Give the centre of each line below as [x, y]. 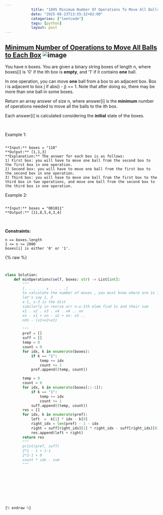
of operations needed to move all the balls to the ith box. [61, 106]
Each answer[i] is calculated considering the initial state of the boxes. [75, 115]
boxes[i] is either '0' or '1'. [38, 248]
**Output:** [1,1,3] [26, 152]
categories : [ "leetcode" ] [57, 18]
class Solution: [21, 275]
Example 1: [16, 134]
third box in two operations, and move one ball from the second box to [80, 182]
